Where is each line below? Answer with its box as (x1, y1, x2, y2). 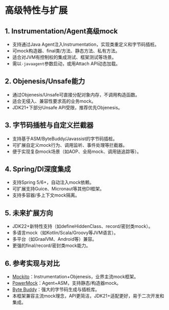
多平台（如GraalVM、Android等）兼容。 (12, 236, 97, 242)
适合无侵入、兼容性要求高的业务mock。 (12, 98, 96, 104)
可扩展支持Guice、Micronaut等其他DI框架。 (12, 186, 104, 192)
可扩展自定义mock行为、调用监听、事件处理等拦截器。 (12, 142, 128, 148)
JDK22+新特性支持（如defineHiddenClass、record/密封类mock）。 (12, 223, 153, 229)
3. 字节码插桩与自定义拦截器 (5, 121, 94, 130)
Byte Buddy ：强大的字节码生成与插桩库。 (12, 286, 100, 293)
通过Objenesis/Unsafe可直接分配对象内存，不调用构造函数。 (12, 91, 140, 98)
